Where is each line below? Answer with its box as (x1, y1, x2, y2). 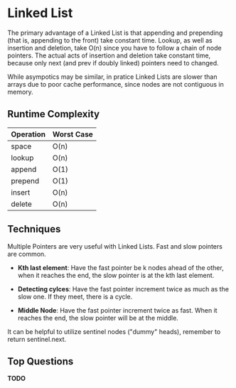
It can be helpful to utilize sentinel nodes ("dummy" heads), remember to (7, 327, 221, 335)
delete (11, 199, 32, 209)
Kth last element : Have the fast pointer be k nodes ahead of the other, (17, 263, 224, 271)
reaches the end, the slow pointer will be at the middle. (17, 313, 179, 322)
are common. (7, 249, 46, 258)
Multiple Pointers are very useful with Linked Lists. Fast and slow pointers (7, 242, 222, 250)
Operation (11, 129, 46, 139)
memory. (7, 87, 33, 96)
